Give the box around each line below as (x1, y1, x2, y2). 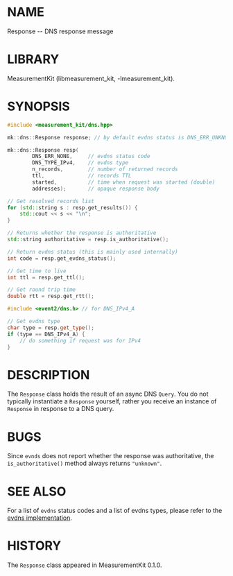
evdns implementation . (7, 514, 73, 522)
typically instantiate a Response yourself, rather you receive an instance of (7, 397, 217, 405)
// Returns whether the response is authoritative (7, 229, 157, 236)
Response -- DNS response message (7, 27, 114, 35)
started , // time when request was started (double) (32, 178, 216, 186)
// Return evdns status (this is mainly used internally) (7, 248, 178, 255)
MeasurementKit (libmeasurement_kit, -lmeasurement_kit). (7, 74, 175, 82)
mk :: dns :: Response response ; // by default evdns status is (7, 134, 185, 141)
